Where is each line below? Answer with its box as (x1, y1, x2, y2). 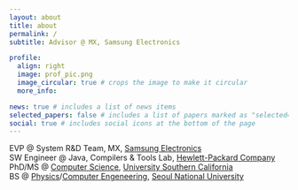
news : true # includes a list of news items (9, 103, 176, 111)
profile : (9, 54, 42, 63)
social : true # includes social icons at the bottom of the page (9, 118, 255, 128)
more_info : (17, 86, 58, 95)
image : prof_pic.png (17, 70, 93, 80)
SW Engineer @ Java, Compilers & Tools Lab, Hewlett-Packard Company (9, 152, 276, 163)
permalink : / (9, 29, 58, 38)
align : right (17, 62, 66, 71)
